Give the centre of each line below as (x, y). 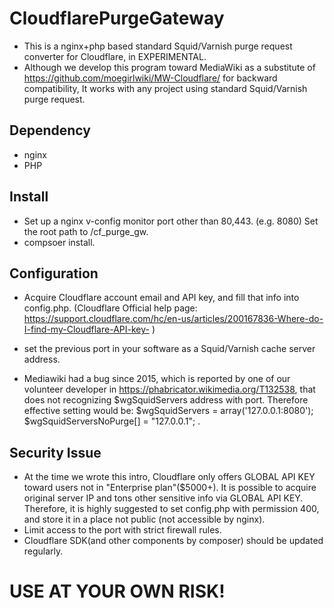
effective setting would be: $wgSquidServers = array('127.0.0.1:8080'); (168, 411)
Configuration (54, 273)
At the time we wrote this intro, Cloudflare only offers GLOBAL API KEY (169, 477)
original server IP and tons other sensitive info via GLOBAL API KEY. (163, 498)
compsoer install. (59, 242)
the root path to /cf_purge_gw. (86, 231)
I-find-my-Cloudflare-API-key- (86, 329)
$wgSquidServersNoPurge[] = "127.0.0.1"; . (112, 421)
